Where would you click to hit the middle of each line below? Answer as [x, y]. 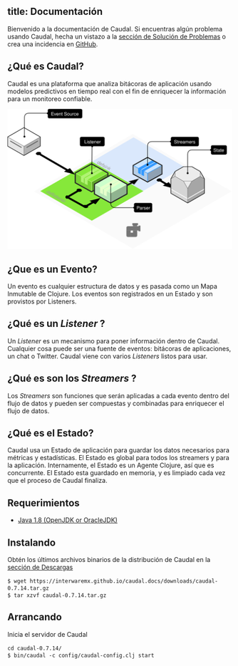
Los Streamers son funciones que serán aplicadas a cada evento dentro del [118, 395]
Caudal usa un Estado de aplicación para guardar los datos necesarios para [118, 450]
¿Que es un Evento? [52, 269]
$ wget [17, 581]
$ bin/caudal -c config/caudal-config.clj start [81, 655]
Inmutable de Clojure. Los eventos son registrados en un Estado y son [110, 293]
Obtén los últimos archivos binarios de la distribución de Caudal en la [109, 559]
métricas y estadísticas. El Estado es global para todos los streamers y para [118, 458]
